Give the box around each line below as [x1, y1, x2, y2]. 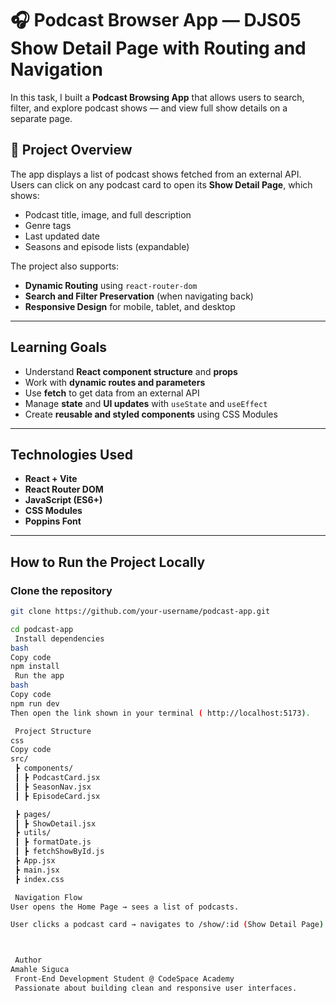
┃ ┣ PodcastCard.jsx [14, 773, 101, 783]
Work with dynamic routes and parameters [24, 376, 206, 388]
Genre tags [24, 219, 72, 231]
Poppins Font [24, 515, 82, 527]
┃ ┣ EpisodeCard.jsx [14, 791, 101, 801]
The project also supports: [10, 260, 120, 272]
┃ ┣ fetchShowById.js [14, 847, 105, 857]
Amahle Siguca [10, 965, 70, 975]
